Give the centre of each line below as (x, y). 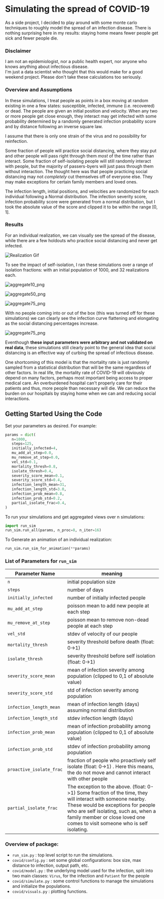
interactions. (18, 398)
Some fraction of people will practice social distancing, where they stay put (81, 151)
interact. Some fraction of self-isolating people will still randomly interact (78, 161)
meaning (112, 574)
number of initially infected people (107, 598)
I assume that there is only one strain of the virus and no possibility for (76, 136)
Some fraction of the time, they (112, 793)
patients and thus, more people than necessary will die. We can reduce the (80, 388)
